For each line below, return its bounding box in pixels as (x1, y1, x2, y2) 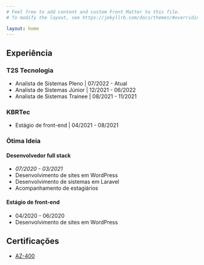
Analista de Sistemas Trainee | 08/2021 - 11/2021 (15, 93, 137, 100)
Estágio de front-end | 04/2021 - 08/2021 (15, 122, 119, 129)
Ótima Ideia (6, 137, 41, 146)
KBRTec (6, 107, 30, 116)
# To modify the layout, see (6, 15, 80, 21)
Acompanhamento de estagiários (15, 184, 98, 192)
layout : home (6, 25, 39, 32)
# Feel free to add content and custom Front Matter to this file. (6, 8, 181, 15)
